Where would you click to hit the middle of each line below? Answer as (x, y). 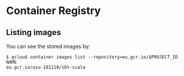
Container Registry (54, 11)
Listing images (34, 32)
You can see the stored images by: (48, 46)
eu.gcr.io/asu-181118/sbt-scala (46, 67)
